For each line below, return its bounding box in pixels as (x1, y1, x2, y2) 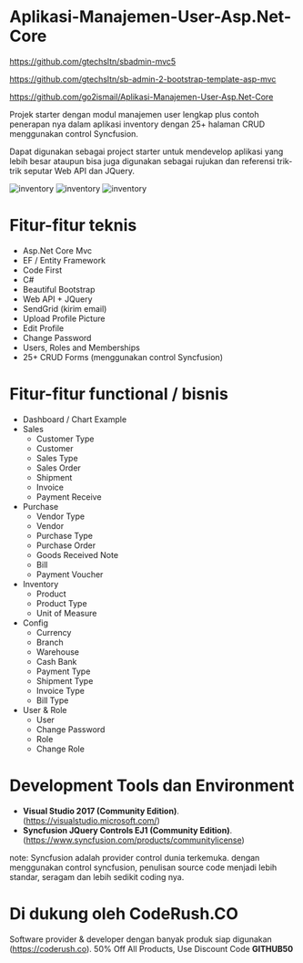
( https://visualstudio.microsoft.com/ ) (22, 814, 161, 826)
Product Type (35, 597, 88, 608)
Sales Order (35, 462, 82, 473)
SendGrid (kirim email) (22, 303, 107, 314)
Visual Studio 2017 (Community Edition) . (22, 805, 179, 816)
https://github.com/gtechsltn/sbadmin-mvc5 (9, 56, 177, 67)
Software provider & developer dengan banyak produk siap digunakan (9, 933, 273, 945)
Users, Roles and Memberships (22, 342, 141, 353)
